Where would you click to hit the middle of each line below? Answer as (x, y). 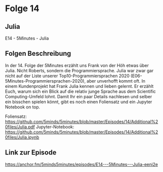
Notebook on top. (23, 107)
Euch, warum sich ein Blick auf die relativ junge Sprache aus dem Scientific (81, 91)
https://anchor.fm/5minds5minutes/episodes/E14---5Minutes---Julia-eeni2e (81, 164)
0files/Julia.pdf (20, 127)
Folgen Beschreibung (38, 54)
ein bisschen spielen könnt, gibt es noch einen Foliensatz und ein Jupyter (79, 102)
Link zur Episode (31, 153)
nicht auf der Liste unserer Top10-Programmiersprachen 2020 (67, 76)
